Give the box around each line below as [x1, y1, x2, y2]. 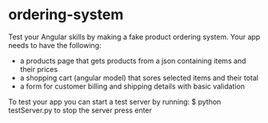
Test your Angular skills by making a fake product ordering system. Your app [8, 32, 261, 42]
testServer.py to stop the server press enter [8, 105, 152, 115]
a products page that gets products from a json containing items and [19, 56, 246, 65]
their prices [19, 64, 58, 73]
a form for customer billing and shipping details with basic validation [19, 81, 246, 91]
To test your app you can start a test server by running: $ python [8, 97, 222, 106]
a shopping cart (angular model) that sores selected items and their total [19, 73, 258, 82]
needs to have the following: [8, 40, 102, 50]
